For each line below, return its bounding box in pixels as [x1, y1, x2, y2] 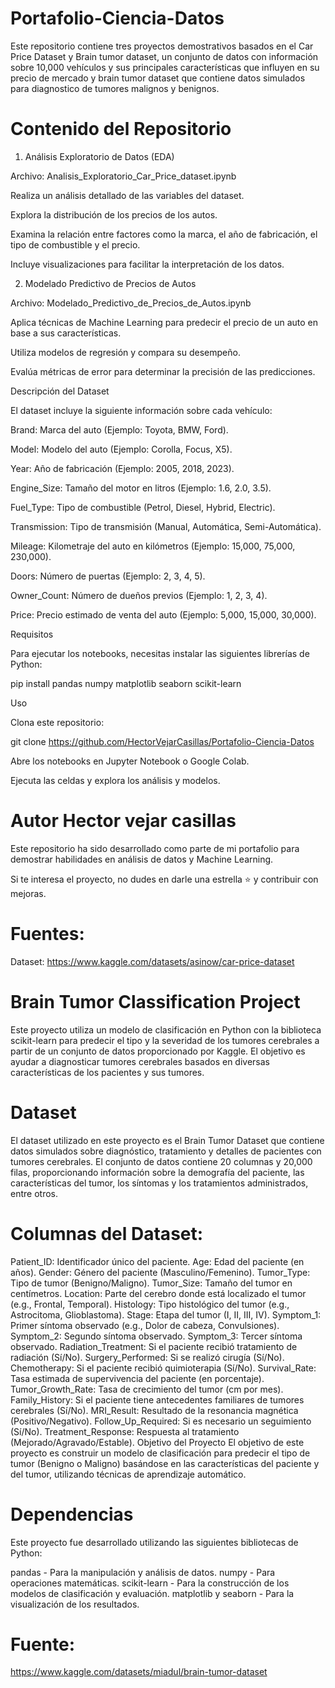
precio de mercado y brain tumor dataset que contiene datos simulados [10, 72, 306, 84]
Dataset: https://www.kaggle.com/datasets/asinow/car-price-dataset [10, 955, 295, 967]
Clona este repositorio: [10, 716, 105, 728]
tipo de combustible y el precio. [10, 238, 141, 251]
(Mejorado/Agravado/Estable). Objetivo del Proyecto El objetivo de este [10, 1436, 305, 1448]
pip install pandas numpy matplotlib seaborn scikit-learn [10, 677, 242, 689]
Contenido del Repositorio [10, 118, 232, 141]
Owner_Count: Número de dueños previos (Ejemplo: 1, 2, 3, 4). [10, 589, 268, 601]
